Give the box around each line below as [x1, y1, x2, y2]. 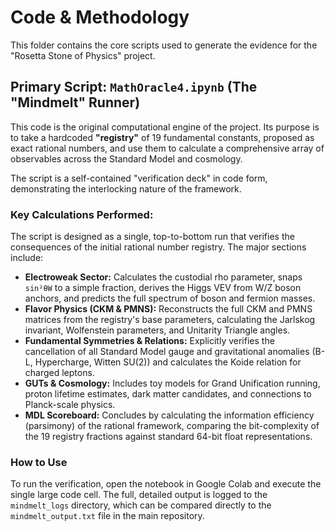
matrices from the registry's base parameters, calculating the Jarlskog [24, 314, 316, 326]
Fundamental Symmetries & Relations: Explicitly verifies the [24, 335, 275, 347]
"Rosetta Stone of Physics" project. [10, 49, 156, 61]
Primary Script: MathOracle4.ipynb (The [10, 79, 258, 96]
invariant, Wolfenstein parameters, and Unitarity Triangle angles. [24, 324, 291, 336]
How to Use [10, 455, 68, 469]
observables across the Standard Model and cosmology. [10, 152, 243, 165]
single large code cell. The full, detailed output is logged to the [10, 489, 268, 501]
